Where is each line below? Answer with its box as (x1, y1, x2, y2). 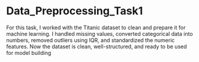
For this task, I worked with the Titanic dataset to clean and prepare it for (6, 24, 186, 31)
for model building (6, 49, 52, 56)
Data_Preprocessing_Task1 (6, 4, 143, 18)
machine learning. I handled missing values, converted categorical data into (6, 30, 193, 37)
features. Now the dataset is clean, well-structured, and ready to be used (6, 43, 187, 50)
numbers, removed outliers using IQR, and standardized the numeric (6, 36, 175, 44)
